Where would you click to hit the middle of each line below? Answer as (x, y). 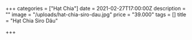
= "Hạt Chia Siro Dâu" (32, 21)
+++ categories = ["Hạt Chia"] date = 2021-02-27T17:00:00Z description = (96, 8)
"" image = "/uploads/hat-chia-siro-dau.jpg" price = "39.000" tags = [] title (96, 14)
